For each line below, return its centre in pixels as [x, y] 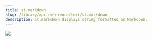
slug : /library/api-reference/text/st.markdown [56, 15]
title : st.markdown [26, 10]
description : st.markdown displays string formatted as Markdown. [77, 19]
